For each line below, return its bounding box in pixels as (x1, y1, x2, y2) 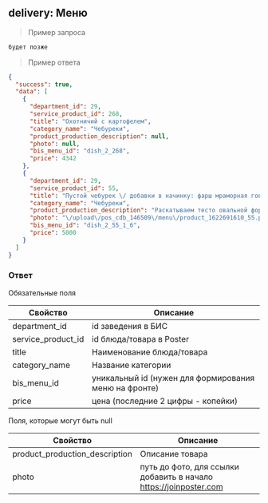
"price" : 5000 (29, 229, 77, 237)
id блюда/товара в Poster (91, 333, 190, 344)
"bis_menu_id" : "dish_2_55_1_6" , (29, 221, 141, 230)
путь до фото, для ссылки (140, 461, 239, 472)
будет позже (8, 43, 48, 51)
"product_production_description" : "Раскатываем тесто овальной (29, 207, 248, 215)
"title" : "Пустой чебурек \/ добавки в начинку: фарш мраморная (29, 192, 248, 200)
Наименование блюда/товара (91, 347, 208, 358)
